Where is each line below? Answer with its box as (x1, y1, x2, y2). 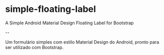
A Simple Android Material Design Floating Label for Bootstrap (5, 20, 134, 26)
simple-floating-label (5, 3, 97, 15)
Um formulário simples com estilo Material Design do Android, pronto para (5, 39, 159, 45)
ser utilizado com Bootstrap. (5, 44, 64, 50)
